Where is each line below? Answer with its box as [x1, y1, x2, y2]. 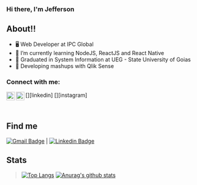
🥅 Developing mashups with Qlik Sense [15, 62, 114, 69]
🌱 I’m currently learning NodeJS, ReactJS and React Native [15, 49, 165, 56]
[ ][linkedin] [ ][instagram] [25, 91, 87, 99]
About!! [6, 24, 36, 34]
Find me [6, 121, 38, 132]
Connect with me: [6, 77, 61, 86]
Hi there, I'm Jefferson [6, 5, 75, 13]
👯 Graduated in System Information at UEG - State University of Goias [15, 56, 191, 63]
